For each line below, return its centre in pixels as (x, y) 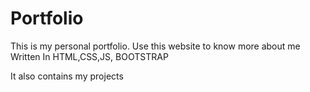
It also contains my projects (67, 76)
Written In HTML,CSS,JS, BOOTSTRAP (89, 56)
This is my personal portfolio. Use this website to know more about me (155, 46)
